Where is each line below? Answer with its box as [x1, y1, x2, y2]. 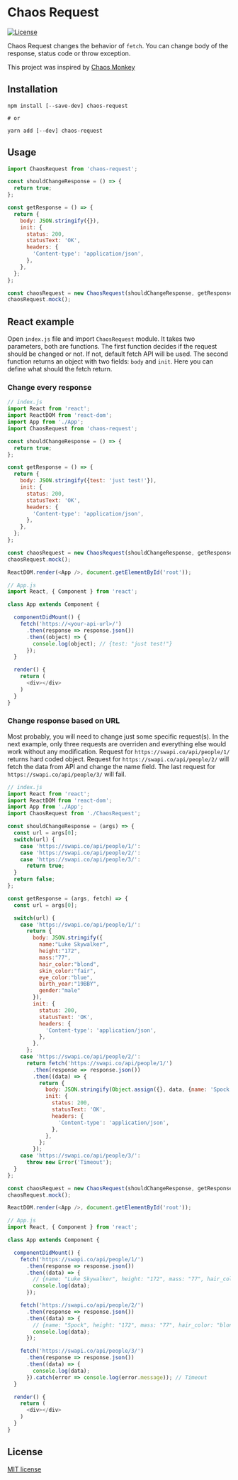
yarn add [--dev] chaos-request [7, 127, 103, 134]
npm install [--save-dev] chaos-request [7, 102, 129, 109]
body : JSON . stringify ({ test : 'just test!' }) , [20, 477, 157, 484]
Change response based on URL [7, 716, 120, 726]
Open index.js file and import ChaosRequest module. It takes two [7, 334, 195, 343]
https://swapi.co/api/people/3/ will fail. [7, 770, 126, 778]
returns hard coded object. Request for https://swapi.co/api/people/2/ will [7, 754, 229, 763]
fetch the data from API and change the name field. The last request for [7, 762, 216, 771]
